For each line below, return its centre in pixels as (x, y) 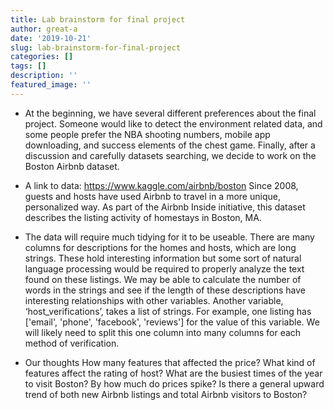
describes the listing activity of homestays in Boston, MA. (143, 217)
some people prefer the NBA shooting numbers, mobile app (147, 134)
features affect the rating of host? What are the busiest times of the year (173, 373)
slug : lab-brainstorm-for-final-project (96, 47)
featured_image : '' (51, 85)
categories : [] (42, 57)
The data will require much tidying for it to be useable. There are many (169, 237)
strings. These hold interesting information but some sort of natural (163, 258)
